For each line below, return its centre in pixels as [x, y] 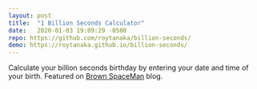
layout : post [30, 15]
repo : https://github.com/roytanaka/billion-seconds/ [100, 38]
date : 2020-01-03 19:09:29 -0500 [68, 30]
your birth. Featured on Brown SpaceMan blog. [86, 76]
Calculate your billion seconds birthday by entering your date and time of [128, 68]
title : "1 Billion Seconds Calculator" [77, 23]
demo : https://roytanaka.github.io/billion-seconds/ [98, 45]
